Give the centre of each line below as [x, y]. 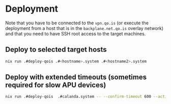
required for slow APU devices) [56, 85]
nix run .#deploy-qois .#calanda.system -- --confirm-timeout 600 [78, 97]
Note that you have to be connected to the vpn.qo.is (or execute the [77, 23]
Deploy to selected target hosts [56, 49]
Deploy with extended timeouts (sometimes [76, 77]
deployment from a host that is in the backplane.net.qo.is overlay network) [84, 28]
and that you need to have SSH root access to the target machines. [76, 33]
